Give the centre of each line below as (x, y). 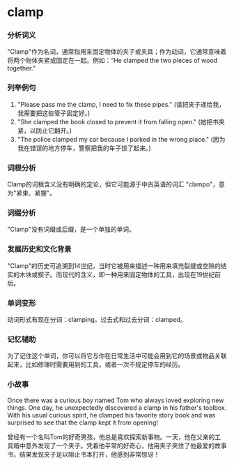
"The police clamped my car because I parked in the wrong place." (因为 (121, 139)
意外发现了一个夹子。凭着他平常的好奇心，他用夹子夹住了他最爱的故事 (126, 445)
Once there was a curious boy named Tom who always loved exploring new (116, 400)
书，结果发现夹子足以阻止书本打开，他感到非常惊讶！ (84, 454)
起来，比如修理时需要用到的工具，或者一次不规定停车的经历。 (96, 364)
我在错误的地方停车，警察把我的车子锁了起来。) (84, 148)
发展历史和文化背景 (39, 249)
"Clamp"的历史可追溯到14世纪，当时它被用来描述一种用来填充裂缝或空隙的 (114, 265)
